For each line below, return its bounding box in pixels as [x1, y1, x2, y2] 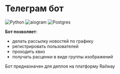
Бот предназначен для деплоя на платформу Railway [5, 63, 116, 69]
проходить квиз [12, 49, 45, 54]
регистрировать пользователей [12, 43, 79, 49]
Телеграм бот [5, 3, 64, 14]
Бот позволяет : [5, 28, 38, 34]
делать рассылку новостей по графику [12, 38, 94, 44]
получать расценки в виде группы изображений [12, 53, 113, 59]
